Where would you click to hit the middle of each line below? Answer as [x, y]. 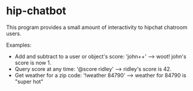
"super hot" [29, 82]
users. [14, 33]
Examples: [19, 45]
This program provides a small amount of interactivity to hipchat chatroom [97, 27]
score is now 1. [33, 63]
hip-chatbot [36, 11]
